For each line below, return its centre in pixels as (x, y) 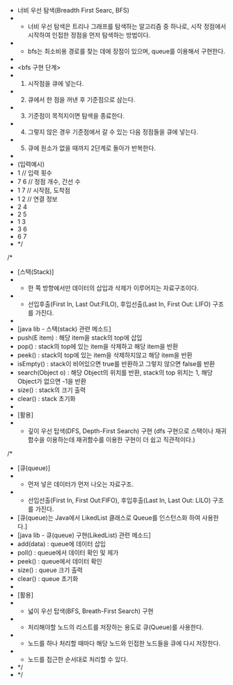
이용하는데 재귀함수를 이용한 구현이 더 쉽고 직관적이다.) (121, 439)
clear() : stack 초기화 (46, 399)
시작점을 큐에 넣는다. (56, 83)
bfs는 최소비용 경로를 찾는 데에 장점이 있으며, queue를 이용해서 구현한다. (127, 51)
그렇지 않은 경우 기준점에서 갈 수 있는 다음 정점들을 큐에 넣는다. (113, 132)
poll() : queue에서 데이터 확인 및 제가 (68, 552)
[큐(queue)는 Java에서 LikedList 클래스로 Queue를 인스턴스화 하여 (109, 518)
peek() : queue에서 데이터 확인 (59, 561)
